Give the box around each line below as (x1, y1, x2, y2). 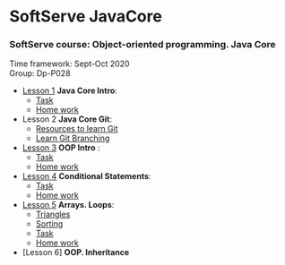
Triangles (35, 209, 71, 220)
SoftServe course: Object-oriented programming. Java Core (9, 38, 276, 51)
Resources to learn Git (35, 124, 118, 134)
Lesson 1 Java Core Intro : (22, 85, 118, 96)
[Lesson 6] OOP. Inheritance (22, 247, 130, 258)
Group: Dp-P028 (9, 68, 71, 79)
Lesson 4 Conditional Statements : (22, 171, 151, 182)
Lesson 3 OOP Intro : (22, 142, 100, 153)
